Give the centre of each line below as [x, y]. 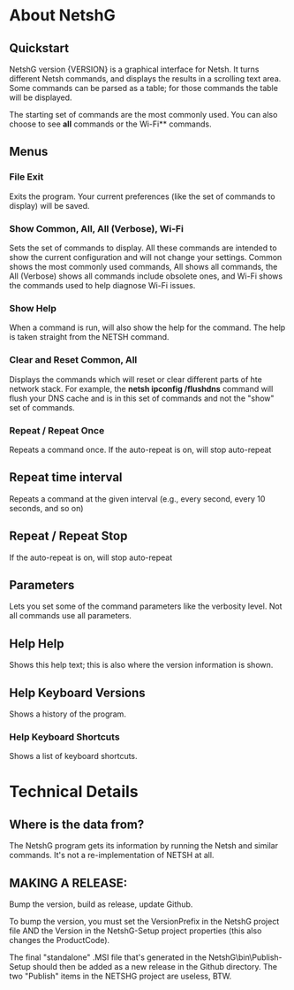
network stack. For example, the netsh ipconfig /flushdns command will [141, 388]
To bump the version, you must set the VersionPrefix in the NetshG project [144, 922]
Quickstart [39, 48]
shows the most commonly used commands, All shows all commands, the [143, 266]
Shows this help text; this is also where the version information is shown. [141, 665]
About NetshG [63, 15]
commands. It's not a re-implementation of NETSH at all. [112, 856]
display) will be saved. [49, 205]
